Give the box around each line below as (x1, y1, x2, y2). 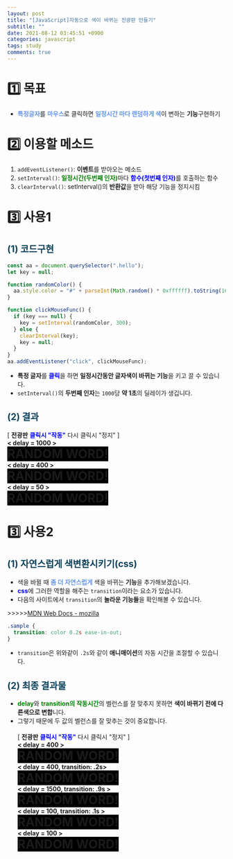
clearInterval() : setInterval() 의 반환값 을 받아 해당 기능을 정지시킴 (17, 182, 200, 191)
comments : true (7, 49, 51, 56)
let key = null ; (7, 269, 54, 275)
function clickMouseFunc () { (7, 307, 92, 314)
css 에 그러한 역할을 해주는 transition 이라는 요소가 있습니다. (17, 586, 183, 595)
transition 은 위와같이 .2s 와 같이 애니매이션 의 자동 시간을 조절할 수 (17, 649, 200, 657)
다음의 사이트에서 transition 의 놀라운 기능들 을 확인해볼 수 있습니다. (17, 595, 202, 604)
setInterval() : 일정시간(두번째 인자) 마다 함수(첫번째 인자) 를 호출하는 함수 (17, 173, 218, 182)
